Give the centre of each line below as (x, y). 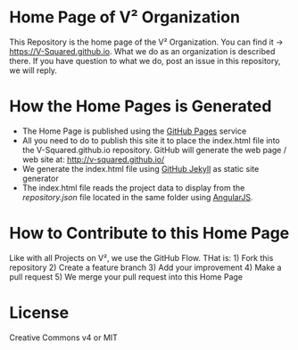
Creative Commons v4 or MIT (64, 338)
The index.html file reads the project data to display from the (133, 187)
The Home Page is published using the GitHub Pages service (134, 131)
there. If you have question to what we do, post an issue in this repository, (145, 61)
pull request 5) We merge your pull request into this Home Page (126, 277)
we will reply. (33, 70)
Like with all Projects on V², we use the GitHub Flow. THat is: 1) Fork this (141, 257)
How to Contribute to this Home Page (149, 233)
